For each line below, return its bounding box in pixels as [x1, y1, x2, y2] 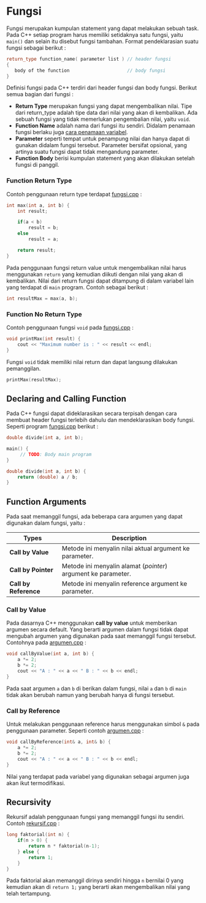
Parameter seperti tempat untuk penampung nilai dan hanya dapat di [15, 135, 190, 142]
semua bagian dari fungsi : [6, 91, 74, 98]
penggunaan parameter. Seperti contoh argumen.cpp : [6, 727, 144, 734]
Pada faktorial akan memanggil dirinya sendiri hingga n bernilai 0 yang [6, 877, 184, 884]
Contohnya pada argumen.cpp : [6, 639, 87, 646]
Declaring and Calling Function [6, 394, 127, 404]
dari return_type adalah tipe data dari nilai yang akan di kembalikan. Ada [15, 109, 198, 116]
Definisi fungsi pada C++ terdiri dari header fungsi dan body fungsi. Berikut [6, 84, 197, 91]
